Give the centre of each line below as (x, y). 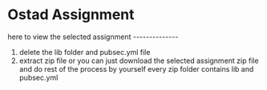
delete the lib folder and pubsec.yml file (85, 52)
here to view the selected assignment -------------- (93, 37)
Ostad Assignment (71, 15)
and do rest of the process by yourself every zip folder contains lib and (136, 68)
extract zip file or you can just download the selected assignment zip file (139, 61)
